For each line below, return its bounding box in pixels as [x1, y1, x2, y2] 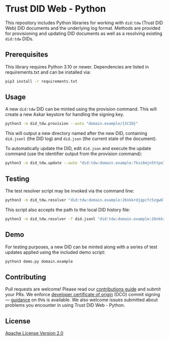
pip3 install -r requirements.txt [5, 79, 78, 84]
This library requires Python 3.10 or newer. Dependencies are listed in [5, 63, 149, 70]
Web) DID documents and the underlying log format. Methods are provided [5, 25, 161, 31]
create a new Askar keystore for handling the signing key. [5, 111, 124, 117]
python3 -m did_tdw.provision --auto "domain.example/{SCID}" [5, 121, 138, 126]
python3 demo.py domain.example [5, 259, 73, 264]
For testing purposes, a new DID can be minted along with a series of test [5, 244, 157, 250]
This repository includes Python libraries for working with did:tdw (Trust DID [5, 20, 163, 26]
